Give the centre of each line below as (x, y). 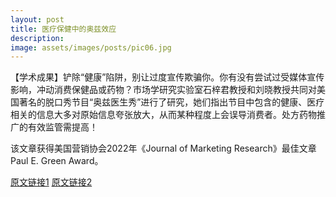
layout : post (37, 19)
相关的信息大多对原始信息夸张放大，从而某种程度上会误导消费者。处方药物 (163, 115)
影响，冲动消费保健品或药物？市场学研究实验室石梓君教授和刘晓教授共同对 (163, 90)
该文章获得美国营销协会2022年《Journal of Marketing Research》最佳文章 (163, 148)
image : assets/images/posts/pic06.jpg (91, 47)
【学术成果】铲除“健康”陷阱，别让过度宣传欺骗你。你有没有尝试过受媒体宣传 (167, 77)
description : (37, 38)
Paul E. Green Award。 (57, 161)
